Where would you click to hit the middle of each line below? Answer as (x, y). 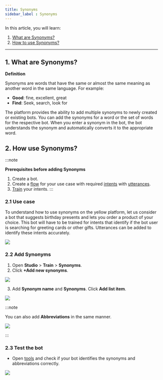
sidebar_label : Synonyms (31, 14)
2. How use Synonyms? (41, 148)
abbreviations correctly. (36, 363)
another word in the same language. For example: (55, 88)
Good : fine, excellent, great (39, 98)
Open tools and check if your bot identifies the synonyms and (74, 358)
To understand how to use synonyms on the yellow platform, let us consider (81, 212)
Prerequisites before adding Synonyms (45, 169)
